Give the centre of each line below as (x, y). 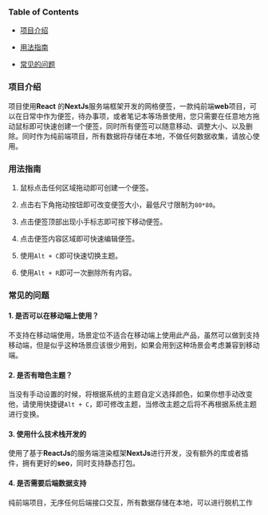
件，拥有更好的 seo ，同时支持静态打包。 (74, 463)
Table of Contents (44, 12)
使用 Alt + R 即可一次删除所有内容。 (78, 272)
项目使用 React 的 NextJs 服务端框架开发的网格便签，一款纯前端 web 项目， (129, 106)
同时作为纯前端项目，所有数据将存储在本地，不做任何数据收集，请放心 (137, 136)
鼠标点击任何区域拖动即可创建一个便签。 (86, 187)
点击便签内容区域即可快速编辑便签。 (79, 238)
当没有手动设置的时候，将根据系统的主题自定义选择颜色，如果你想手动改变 (130, 394)
